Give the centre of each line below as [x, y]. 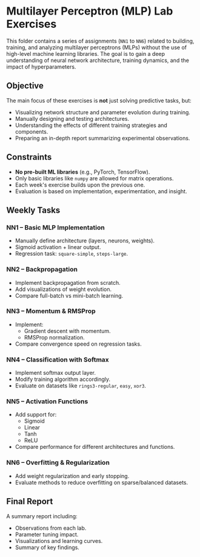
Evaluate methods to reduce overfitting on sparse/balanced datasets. [102, 482]
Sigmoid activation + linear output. [58, 247]
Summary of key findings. [47, 547]
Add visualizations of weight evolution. [63, 289]
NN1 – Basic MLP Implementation [55, 227]
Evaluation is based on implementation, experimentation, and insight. [101, 191]
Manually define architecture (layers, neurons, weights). [85, 241]
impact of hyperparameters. [41, 67]
